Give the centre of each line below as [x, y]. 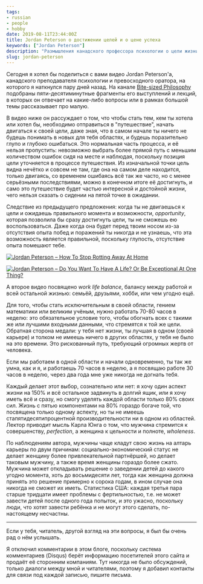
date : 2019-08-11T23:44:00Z [42, 34]
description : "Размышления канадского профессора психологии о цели [94, 51]
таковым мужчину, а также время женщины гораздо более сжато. [92, 462]
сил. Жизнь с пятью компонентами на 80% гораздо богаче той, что [94, 405]
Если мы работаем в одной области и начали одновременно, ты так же [99, 362]
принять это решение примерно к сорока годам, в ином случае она [94, 481]
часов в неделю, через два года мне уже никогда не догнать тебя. [93, 374]
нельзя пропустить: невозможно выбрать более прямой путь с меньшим [101, 150]
